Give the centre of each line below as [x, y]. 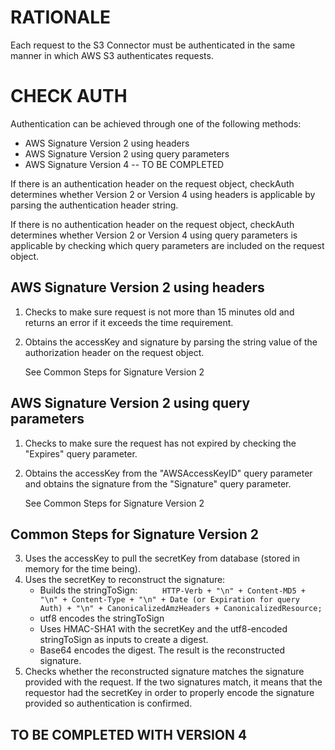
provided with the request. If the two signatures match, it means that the [173, 682]
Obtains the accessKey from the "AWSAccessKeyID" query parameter [168, 473]
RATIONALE [61, 17]
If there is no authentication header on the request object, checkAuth [152, 224]
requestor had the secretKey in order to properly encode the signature [169, 693]
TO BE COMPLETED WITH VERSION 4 [129, 734]
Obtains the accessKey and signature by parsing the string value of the [171, 342]
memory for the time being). [82, 569]
